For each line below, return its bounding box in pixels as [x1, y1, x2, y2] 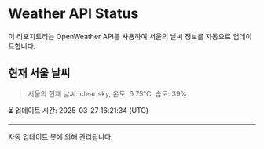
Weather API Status [8, 5, 139, 23]
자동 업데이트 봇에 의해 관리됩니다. [8, 132, 113, 141]
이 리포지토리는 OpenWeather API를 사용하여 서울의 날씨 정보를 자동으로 [8, 31, 232, 41]
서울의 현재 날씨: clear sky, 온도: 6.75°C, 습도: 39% [27, 89, 188, 98]
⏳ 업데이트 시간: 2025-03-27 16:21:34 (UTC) [8, 105, 149, 114]
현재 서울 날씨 [8, 67, 71, 80]
